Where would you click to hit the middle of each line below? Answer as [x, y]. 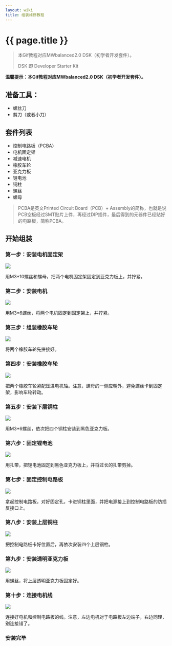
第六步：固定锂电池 [29, 443]
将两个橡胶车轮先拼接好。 [32, 349]
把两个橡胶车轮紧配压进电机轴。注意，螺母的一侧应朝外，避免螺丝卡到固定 [84, 386]
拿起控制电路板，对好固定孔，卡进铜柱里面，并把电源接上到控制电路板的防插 [86, 501]
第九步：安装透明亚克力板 [37, 559]
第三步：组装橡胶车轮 [31, 327]
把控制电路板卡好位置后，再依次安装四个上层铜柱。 [59, 544]
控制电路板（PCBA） [35, 146]
